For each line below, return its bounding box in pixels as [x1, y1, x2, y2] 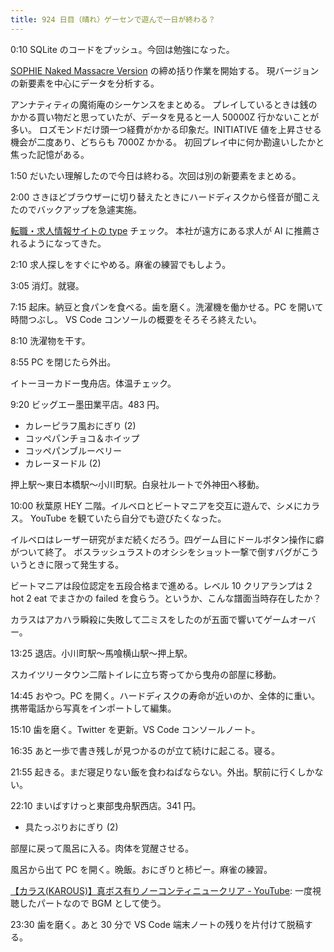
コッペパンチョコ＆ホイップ [24, 432, 140, 444]
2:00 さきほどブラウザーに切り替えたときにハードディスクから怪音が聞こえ [10, 191, 321, 203]
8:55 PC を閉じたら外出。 [10, 356, 117, 368]
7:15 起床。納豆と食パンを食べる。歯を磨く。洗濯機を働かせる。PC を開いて [10, 301, 324, 313]
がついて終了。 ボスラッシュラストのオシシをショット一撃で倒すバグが [10, 546, 302, 558]
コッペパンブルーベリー [24, 444, 123, 456]
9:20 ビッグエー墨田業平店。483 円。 [10, 398, 165, 410]
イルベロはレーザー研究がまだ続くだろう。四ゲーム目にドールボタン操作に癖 [10, 533, 325, 545]
